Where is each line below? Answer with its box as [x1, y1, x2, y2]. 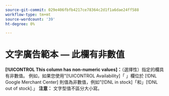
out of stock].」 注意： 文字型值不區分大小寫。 [5, 85, 102, 91]
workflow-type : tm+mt [5, 12, 51, 17]
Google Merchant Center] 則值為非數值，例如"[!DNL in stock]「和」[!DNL [5, 79, 158, 85]
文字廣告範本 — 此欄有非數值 [5, 49, 125, 60]
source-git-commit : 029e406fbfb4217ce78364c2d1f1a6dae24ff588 [5, 7, 139, 13]
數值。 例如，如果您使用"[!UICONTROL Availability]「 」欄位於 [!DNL [14, 73, 157, 79]
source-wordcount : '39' [5, 17, 56, 22]
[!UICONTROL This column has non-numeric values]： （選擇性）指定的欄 [5, 66, 160, 73]
